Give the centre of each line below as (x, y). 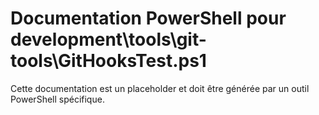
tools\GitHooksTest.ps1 (108, 61)
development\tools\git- (108, 39)
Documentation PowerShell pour (148, 18)
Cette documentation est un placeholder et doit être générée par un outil (160, 88)
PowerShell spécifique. (57, 99)
